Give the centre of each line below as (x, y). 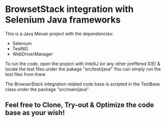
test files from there (25, 74)
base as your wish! (35, 113)
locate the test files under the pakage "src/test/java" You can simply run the (83, 69)
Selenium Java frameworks (63, 20)
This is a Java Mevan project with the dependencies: (59, 33)
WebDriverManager (33, 54)
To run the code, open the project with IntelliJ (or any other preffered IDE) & (83, 63)
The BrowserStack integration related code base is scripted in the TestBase (83, 84)
